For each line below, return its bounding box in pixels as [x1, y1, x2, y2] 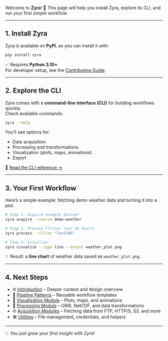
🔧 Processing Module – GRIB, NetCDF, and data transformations [12, 303, 144, 309]
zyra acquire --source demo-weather [5, 217, 81, 222]
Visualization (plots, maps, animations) [12, 150, 92, 156]
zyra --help [5, 120, 30, 125]
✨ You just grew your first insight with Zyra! [5, 330, 95, 336]
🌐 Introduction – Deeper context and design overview [12, 286, 123, 292]
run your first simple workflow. [5, 10, 68, 16]
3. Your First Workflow [5, 184, 76, 192]
